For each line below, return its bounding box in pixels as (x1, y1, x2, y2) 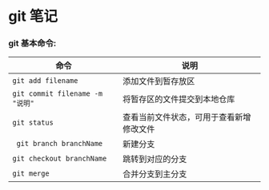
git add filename (12, 77, 78, 85)
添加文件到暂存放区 (122, 76, 195, 87)
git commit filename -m (12, 89, 103, 98)
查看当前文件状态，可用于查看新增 (122, 112, 251, 123)
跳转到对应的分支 (122, 153, 187, 164)
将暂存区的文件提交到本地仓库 (122, 93, 235, 105)
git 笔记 (8, 7, 58, 26)
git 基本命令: (8, 38, 57, 49)
